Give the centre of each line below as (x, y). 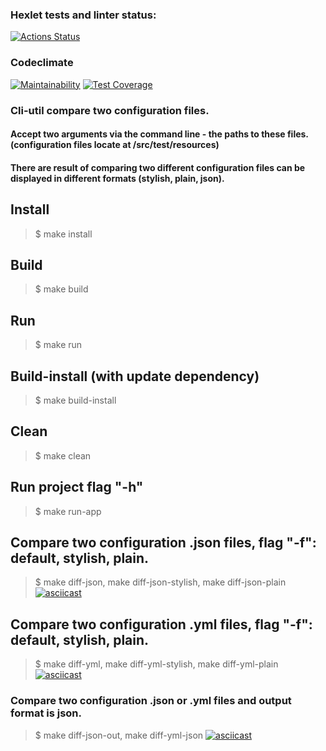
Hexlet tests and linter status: (83, 15)
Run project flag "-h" (77, 487)
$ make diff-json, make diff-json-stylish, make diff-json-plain (160, 582)
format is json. (46, 713)
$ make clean (63, 455)
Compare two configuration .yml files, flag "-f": (161, 624)
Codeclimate (42, 63)
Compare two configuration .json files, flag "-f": (163, 542)
